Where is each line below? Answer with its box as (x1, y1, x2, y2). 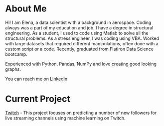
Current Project (5, 93, 71, 105)
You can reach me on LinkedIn (5, 76, 68, 82)
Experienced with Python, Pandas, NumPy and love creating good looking (5, 61, 157, 67)
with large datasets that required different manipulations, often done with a (5, 40, 159, 46)
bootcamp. (5, 51, 27, 57)
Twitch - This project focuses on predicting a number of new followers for (5, 110, 157, 116)
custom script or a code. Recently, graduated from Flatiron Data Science (5, 46, 154, 52)
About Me (5, 3, 47, 14)
